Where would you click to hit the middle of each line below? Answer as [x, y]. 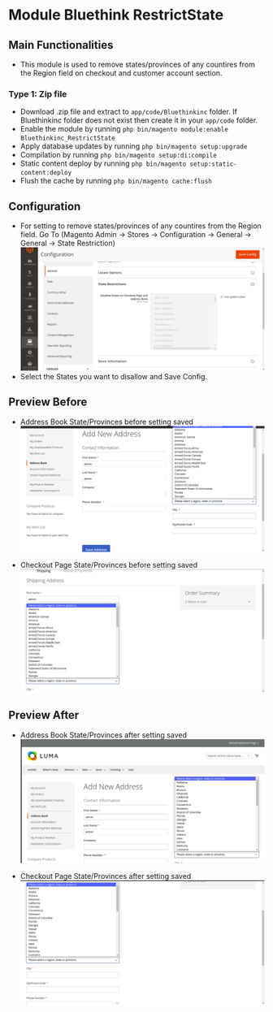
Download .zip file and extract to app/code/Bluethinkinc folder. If [129, 112]
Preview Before [48, 402]
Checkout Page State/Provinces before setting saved [109, 564]
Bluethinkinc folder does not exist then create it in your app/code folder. [139, 120]
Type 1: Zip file [38, 93]
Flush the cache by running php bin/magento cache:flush [116, 181]
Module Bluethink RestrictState [116, 15]
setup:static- [213, 164]
